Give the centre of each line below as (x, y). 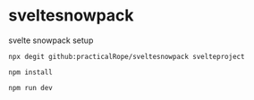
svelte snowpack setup (51, 40)
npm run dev (30, 87)
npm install (30, 72)
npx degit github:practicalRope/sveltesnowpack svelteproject (127, 56)
